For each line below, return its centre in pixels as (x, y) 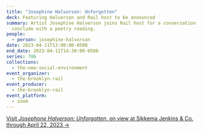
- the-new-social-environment (50, 68)
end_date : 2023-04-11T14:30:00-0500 (52, 51)
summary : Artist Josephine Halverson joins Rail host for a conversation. (103, 23)
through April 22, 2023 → (38, 124)
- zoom (20, 101)
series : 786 (21, 56)
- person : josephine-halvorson (51, 40)
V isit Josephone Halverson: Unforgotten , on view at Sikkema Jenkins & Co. (100, 118)
